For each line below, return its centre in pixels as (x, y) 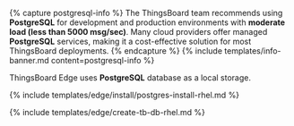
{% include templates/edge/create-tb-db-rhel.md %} (108, 112)
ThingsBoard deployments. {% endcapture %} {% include (116, 51)
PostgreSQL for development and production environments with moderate (147, 22)
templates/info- (252, 51)
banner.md (29, 60)
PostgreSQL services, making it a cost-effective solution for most (130, 41)
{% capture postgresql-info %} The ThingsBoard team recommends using (146, 13)
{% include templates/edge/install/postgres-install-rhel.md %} (125, 95)
